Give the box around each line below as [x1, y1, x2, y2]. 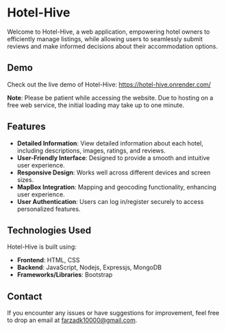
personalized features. [16, 205, 81, 213]
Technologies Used [7, 225, 91, 236]
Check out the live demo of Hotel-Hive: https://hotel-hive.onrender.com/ [7, 80, 211, 89]
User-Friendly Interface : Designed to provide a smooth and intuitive [16, 153, 210, 162]
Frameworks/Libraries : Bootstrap [16, 271, 113, 279]
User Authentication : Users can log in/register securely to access [16, 197, 204, 205]
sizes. [16, 175, 34, 183]
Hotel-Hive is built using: [7, 242, 77, 251]
